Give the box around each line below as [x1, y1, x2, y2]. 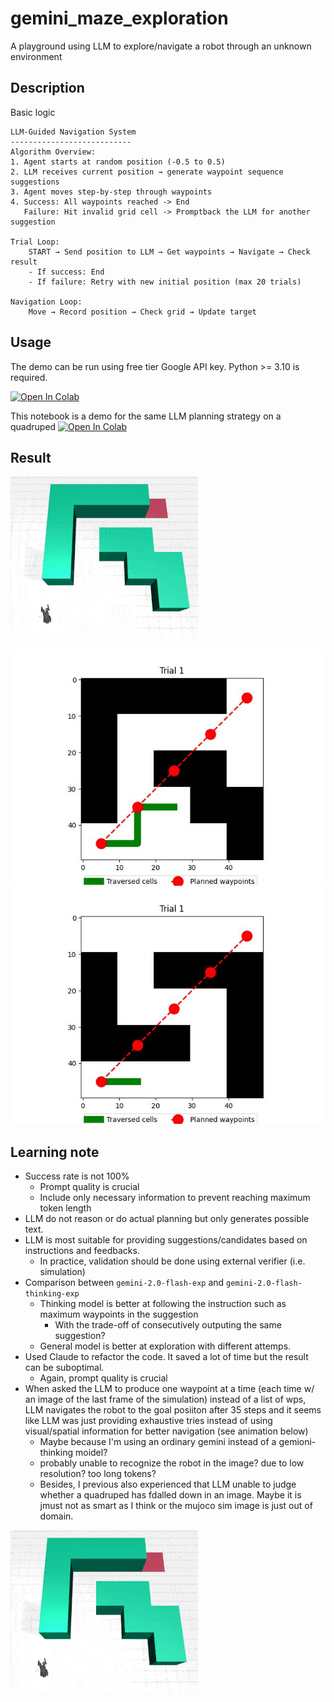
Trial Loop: [10, 237, 60, 247]
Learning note [10, 1143, 100, 1161]
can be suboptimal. [24, 1362, 105, 1374]
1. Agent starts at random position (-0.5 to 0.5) [10, 157, 226, 167]
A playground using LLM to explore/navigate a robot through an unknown [10, 40, 312, 52]
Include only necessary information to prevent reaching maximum [39, 1192, 311, 1204]
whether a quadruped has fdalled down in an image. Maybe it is [39, 1489, 302, 1501]
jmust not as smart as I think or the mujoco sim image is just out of [39, 1500, 313, 1512]
